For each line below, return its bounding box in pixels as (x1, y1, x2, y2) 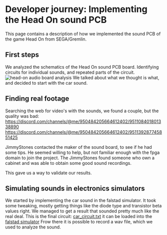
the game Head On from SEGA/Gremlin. (5, 36, 87, 42)
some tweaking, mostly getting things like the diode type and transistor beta (5, 203, 162, 209)
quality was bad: (5, 113, 39, 119)
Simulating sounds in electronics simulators (5, 184, 145, 192)
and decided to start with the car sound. (5, 80, 88, 86)
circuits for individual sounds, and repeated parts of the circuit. (5, 69, 135, 75)
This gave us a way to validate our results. (5, 169, 92, 176)
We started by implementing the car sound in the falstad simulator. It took (5, 197, 156, 203)
